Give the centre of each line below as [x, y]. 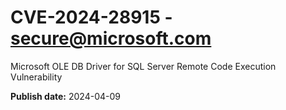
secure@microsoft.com [111, 38]
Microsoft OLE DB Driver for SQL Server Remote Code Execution [143, 66]
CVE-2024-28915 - [91, 17]
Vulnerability [36, 77]
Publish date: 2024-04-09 [65, 96]
